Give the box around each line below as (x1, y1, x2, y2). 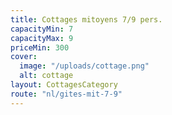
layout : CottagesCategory (10, 80, 118, 90)
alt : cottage (19, 71, 74, 81)
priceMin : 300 (10, 42, 70, 53)
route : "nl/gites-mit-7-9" (10, 89, 123, 99)
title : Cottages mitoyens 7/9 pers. (10, 14, 163, 25)
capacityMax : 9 (10, 33, 74, 43)
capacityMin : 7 (10, 24, 74, 34)
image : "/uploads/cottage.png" (19, 61, 150, 71)
